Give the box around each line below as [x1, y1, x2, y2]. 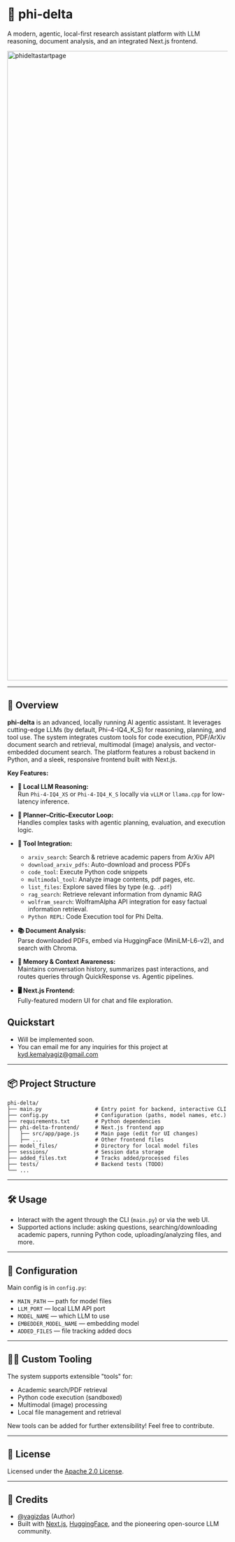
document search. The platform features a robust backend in [39, 748, 215, 756]
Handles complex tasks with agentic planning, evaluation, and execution [17, 818, 226, 827]
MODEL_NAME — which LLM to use [17, 1312, 110, 1320]
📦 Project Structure [7, 1077, 97, 1089]
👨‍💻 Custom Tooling [7, 1354, 92, 1366]
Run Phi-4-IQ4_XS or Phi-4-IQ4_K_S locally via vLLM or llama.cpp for [17, 790, 211, 798]
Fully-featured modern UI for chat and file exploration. [17, 996, 173, 1004]
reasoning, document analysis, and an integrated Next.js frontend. [7, 36, 198, 45]
